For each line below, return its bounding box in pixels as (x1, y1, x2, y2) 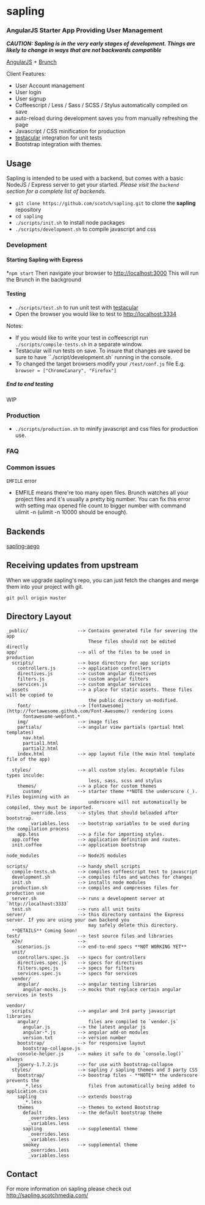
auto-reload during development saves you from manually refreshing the (15, 114, 198, 122)
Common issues (6, 463, 56, 472)
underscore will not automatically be (88, 799, 187, 805)
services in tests (6, 991, 53, 998)
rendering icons (132, 708, 173, 714)
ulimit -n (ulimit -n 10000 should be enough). (15, 509, 128, 516)
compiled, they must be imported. (6, 804, 95, 810)
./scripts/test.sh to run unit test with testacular (15, 304, 138, 311)
